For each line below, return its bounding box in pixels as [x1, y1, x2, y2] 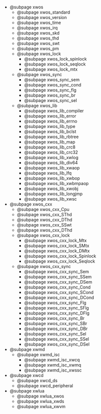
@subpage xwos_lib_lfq [24, 170, 72, 176]
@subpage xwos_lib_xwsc [24, 196, 77, 202]
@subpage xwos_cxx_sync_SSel [24, 336, 89, 342]
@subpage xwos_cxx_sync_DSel [24, 341, 90, 347]
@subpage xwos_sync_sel [24, 98, 77, 103]
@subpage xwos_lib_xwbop [24, 175, 80, 181]
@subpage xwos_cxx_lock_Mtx [24, 238, 87, 243]
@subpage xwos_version [17, 15, 67, 20]
